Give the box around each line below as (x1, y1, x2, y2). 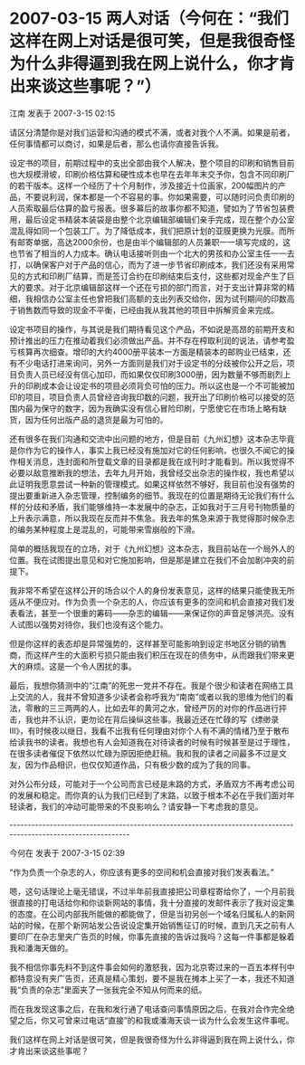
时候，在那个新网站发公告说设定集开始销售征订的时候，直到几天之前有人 (24, 919, 295, 930)
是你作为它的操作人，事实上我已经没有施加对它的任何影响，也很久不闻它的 (9, 444, 287, 455)
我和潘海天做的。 (9, 942, 73, 953)
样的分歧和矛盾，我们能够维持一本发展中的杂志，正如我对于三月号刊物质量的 (9, 501, 295, 512)
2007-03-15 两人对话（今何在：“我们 (9, 8, 290, 29)
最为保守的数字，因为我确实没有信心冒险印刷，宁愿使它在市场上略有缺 (24, 403, 287, 414)
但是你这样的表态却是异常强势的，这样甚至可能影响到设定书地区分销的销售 (9, 638, 287, 649)
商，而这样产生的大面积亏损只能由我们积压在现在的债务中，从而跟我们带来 (9, 649, 287, 661)
